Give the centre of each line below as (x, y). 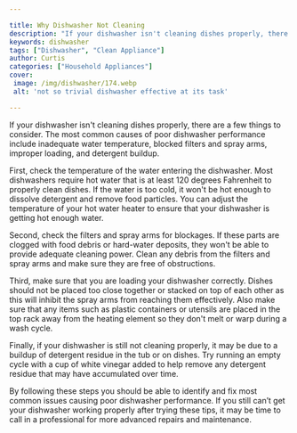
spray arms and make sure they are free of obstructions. (112, 263)
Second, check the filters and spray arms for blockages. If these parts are (144, 235)
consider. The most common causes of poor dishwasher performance (137, 134)
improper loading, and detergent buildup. (84, 153)
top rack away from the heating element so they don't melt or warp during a (148, 318)
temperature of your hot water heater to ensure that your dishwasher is (139, 208)
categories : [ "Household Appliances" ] (81, 67)
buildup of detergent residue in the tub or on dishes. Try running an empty (145, 355)
